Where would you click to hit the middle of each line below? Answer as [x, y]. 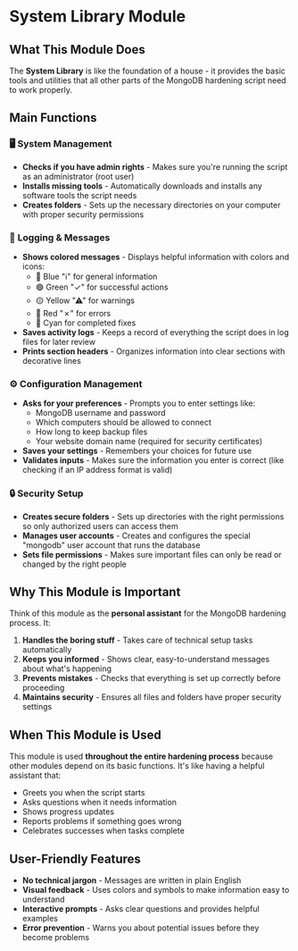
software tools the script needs [79, 195]
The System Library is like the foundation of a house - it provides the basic [147, 71]
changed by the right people [74, 564]
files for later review [59, 341]
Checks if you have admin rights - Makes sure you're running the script [155, 166]
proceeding [43, 688]
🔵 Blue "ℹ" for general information [96, 276]
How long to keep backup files [91, 432]
